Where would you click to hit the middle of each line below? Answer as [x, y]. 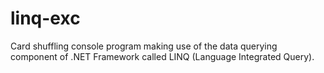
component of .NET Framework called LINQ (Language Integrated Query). [162, 56]
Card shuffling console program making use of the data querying [144, 46]
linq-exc [45, 18]
